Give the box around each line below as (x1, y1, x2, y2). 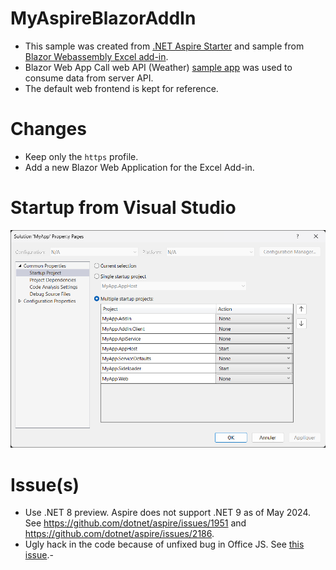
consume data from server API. (24, 72, 154, 84)
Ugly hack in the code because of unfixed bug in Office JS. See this (24, 538, 305, 551)
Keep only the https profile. (24, 150, 139, 162)
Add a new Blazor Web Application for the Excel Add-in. (24, 161, 255, 173)
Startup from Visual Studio (10, 197, 237, 219)
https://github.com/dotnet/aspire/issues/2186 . (24, 528, 215, 540)
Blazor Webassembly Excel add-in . (24, 50, 169, 62)
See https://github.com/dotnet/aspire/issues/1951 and (24, 517, 247, 529)
